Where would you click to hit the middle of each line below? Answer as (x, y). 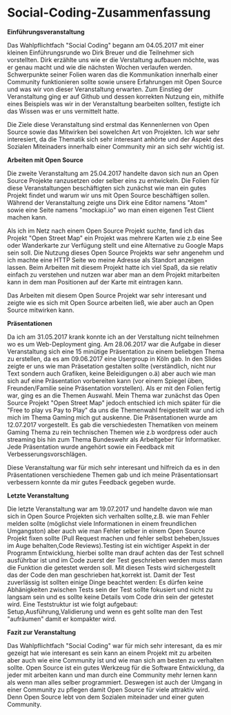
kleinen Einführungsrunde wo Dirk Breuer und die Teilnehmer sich (101, 52)
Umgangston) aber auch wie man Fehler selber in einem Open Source (106, 531)
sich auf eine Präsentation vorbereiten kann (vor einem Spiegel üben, (106, 380)
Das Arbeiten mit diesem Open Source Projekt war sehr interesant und (107, 295)
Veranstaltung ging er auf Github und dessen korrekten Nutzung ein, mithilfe (115, 96)
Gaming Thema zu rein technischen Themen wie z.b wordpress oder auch (112, 432)
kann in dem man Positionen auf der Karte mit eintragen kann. (95, 282)
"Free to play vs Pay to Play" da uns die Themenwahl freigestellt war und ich (116, 410)
